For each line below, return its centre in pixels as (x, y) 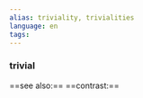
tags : (19, 34)
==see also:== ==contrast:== (64, 85)
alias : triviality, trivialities (72, 18)
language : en (34, 26)
